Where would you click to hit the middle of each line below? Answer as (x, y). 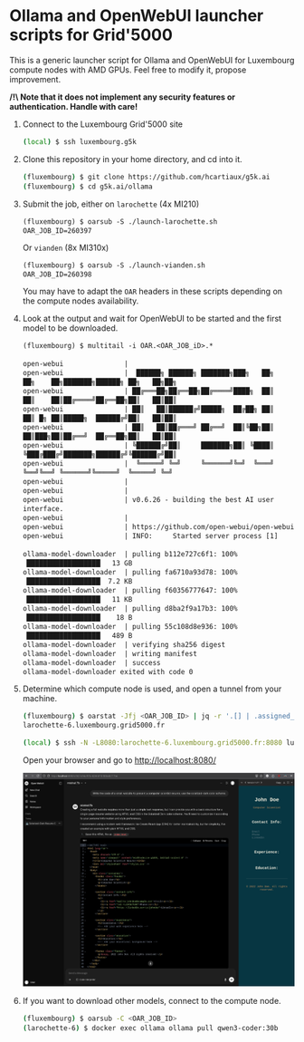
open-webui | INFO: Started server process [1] (150, 535)
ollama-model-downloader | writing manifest (109, 653)
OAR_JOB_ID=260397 (57, 231)
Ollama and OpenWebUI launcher (137, 16)
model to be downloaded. (70, 328)
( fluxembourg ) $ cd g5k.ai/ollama (87, 187)
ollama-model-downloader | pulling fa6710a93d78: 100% (130, 572)
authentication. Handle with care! (74, 106)
